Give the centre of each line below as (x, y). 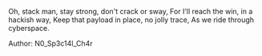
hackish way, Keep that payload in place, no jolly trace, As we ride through (131, 20)
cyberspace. (29, 28)
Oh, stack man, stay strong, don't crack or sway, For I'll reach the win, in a (131, 11)
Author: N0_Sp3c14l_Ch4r (51, 43)
